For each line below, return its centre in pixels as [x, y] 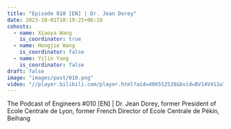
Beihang [19, 119]
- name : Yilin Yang [41, 59]
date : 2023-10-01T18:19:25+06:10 [55, 20]
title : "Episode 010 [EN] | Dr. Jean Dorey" [72, 13]
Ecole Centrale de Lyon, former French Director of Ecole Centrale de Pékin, [113, 111]
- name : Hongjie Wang [44, 46]
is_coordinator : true [50, 39]
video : [16, 84]
